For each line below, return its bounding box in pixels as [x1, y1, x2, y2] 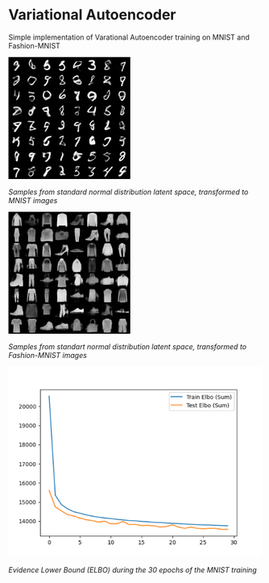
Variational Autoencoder [8, 6, 176, 24]
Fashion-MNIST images [8, 350, 87, 360]
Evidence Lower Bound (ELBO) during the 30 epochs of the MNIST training [8, 564, 257, 574]
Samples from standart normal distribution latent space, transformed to [8, 341, 247, 352]
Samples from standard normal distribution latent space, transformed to [8, 187, 249, 197]
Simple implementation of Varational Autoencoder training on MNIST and [8, 32, 250, 42]
